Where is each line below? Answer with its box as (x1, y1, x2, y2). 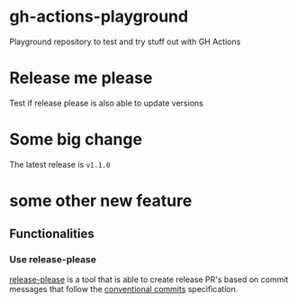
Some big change (9, 129, 142, 150)
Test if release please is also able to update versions (9, 97, 204, 108)
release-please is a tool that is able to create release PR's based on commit (9, 273, 289, 285)
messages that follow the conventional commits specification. (9, 283, 238, 294)
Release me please (9, 68, 153, 88)
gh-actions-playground (9, 6, 189, 27)
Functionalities (9, 226, 94, 242)
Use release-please (9, 253, 97, 266)
